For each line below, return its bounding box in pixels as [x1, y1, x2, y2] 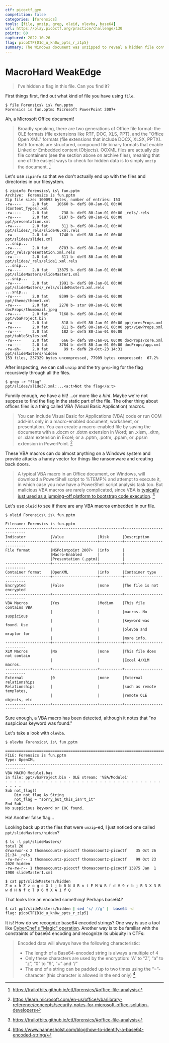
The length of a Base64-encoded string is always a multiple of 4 [25, 950, 158, 956]
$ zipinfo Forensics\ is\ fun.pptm [5, 188, 80, 194]
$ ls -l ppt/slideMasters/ [5, 839, 62, 844]
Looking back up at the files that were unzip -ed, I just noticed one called [5, 824, 155, 830]
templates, [5, 688, 28, 694]
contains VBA [5, 605, 33, 610]
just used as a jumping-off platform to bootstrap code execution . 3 [17, 492, 155, 499]
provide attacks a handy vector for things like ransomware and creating [5, 455, 153, 461]
